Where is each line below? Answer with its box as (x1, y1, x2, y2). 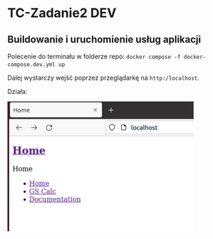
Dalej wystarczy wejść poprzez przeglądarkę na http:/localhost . (7, 73, 199, 82)
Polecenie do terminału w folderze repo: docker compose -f (7, 52, 181, 60)
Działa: (7, 87, 28, 95)
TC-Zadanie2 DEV (7, 5, 117, 21)
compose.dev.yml (7, 61, 56, 68)
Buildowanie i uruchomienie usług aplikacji (7, 33, 202, 46)
